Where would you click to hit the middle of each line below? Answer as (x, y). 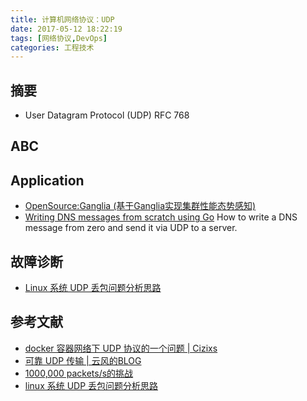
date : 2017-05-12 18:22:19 (66, 29)
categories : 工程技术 (52, 47)
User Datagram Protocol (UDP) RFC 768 (107, 115)
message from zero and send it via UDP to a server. (131, 228)
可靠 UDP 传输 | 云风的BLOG (83, 360)
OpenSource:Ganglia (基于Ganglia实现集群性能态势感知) (140, 206)
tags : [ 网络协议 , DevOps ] (59, 38)
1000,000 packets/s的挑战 (79, 373)
